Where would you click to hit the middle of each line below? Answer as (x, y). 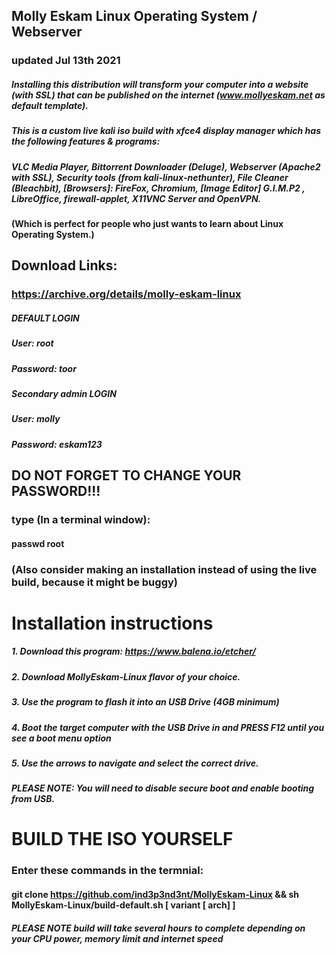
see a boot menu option (61, 738)
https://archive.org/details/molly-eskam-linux (126, 294)
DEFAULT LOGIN (45, 318)
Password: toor (44, 368)
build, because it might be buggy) (94, 582)
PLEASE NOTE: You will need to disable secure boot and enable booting (163, 788)
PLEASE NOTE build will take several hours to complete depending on (158, 928)
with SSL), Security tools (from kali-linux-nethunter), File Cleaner (150, 177)
